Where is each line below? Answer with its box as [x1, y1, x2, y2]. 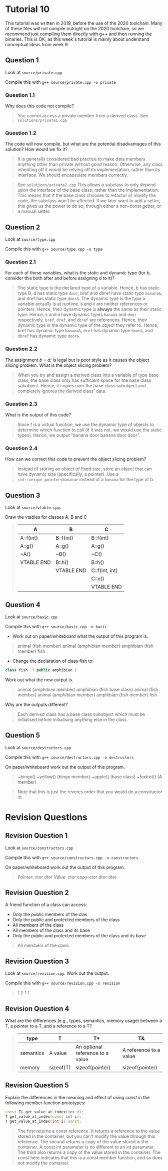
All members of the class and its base [12, 927, 90, 934]
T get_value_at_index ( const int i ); [5, 1114, 81, 1119]
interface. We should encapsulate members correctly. [17, 172, 128, 178]
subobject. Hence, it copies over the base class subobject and [17, 382, 146, 388]
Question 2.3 [5, 400, 37, 407]
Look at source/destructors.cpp [5, 744, 71, 751]
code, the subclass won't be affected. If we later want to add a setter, [17, 198, 160, 204]
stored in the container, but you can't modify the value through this [17, 1133, 155, 1139]
